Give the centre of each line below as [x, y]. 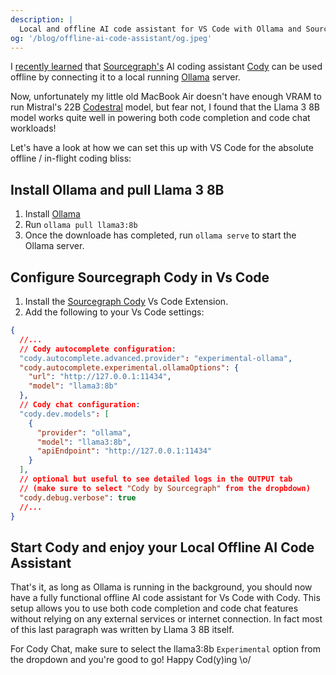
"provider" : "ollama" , [84, 432]
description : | [42, 19]
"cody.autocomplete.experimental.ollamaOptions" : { [129, 367]
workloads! [33, 128]
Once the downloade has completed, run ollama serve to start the [160, 235]
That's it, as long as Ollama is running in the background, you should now [161, 587]
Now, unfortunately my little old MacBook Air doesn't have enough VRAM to [166, 97]
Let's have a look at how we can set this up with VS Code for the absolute [162, 148]
